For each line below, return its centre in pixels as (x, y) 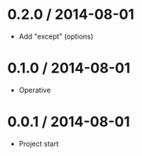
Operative (35, 90)
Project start (39, 143)
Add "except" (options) (56, 36)
